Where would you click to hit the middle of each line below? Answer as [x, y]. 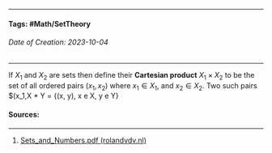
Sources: [24, 114]
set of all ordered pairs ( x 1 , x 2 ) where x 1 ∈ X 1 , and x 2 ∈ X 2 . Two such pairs [133, 86]
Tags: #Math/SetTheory [50, 23]
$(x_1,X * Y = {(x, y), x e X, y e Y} [64, 96]
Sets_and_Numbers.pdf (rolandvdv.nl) [83, 140]
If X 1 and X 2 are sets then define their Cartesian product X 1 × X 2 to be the [132, 76]
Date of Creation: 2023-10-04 [59, 42]
